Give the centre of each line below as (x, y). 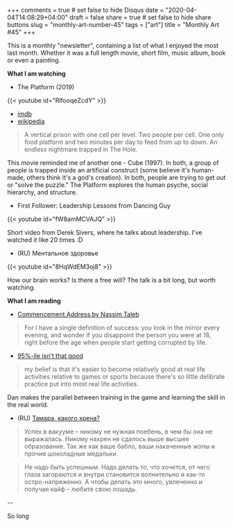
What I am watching (36, 73)
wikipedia (31, 121)
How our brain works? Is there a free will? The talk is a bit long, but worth (112, 280)
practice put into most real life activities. (81, 384)
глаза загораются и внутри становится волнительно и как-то (115, 474)
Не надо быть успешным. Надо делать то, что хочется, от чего (117, 467)
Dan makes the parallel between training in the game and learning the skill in (116, 397)
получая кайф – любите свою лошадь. (80, 489)
